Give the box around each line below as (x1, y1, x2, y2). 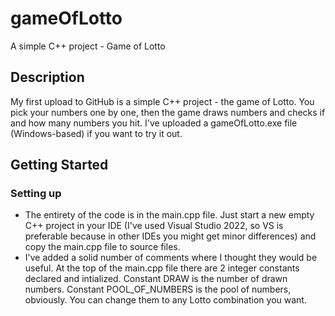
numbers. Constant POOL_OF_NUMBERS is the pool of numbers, (24, 283, 292, 296)
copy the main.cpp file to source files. (24, 241, 181, 253)
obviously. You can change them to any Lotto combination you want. (24, 294, 307, 306)
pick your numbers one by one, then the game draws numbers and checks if (10, 106, 326, 118)
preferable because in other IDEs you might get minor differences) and (24, 230, 317, 242)
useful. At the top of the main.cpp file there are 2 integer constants (24, 262, 300, 274)
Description (10, 69, 85, 86)
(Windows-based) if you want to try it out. (10, 127, 183, 139)
